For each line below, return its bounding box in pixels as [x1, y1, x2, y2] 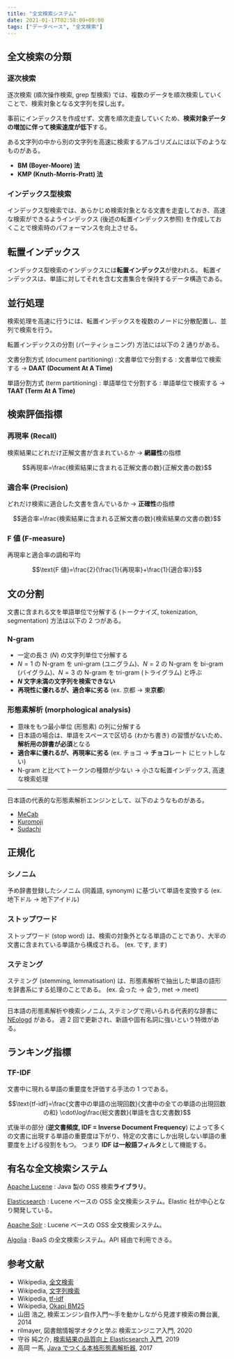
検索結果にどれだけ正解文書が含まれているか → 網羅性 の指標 [7, 448, 181, 457]
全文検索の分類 [7, 50, 72, 63]
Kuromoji [17, 817, 43, 825]
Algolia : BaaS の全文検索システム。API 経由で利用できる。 [7, 1236, 175, 1244]
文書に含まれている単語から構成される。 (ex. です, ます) [7, 940, 168, 949]
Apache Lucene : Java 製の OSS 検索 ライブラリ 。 [7, 1182, 150, 1191]
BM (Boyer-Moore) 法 [17, 161, 80, 170]
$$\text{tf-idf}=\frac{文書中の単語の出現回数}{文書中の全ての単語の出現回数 [8, 1099, 226, 1108]
